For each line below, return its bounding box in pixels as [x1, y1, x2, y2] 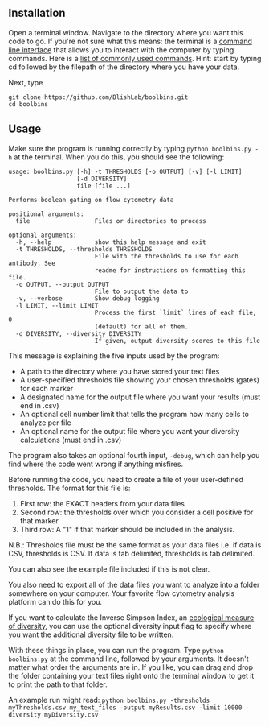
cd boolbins [8, 100, 48, 108]
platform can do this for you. [8, 597, 103, 606]
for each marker [19, 383, 74, 393]
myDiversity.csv [43, 710, 99, 719]
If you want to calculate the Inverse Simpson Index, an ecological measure [8, 612, 255, 622]
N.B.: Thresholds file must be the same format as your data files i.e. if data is [8, 539, 262, 550]
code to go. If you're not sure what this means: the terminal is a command [8, 36, 253, 46]
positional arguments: [8, 209, 84, 218]
